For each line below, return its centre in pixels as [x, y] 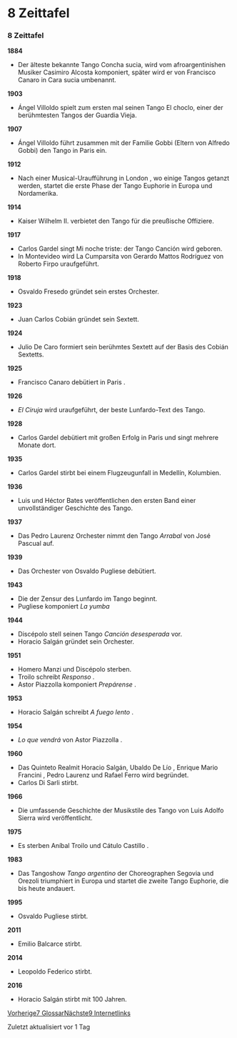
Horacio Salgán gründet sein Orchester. [76, 642]
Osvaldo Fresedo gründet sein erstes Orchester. [88, 291]
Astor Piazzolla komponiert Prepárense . [77, 684]
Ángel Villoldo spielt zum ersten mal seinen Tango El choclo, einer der [120, 108]
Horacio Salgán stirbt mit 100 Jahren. [72, 999]
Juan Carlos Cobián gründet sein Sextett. [78, 319]
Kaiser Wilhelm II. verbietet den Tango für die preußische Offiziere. [116, 221]
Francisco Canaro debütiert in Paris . [72, 382]
